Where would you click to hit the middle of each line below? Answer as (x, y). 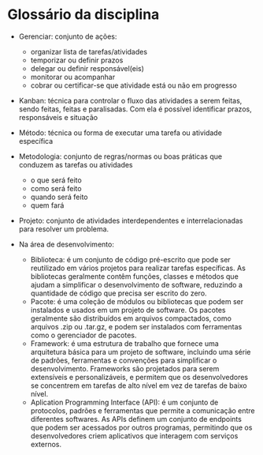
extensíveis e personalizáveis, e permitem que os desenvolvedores (139, 377)
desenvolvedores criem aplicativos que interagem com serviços (134, 435)
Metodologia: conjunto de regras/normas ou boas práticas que (120, 156)
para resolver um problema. (64, 229)
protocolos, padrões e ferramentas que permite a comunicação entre (143, 410)
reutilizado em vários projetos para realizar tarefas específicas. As (138, 268)
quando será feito (59, 197)
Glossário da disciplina (83, 15)
